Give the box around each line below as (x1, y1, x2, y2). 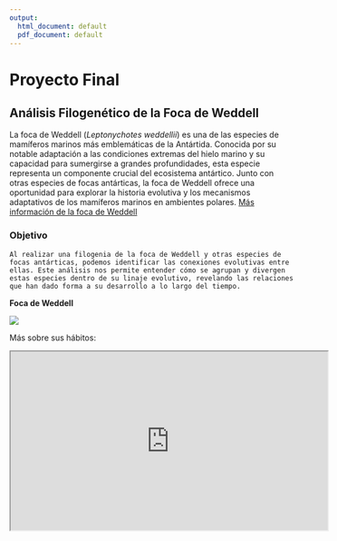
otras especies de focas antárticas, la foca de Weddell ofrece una (9, 178, 255, 189)
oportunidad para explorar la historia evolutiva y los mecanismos (9, 187, 251, 198)
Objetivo (9, 229, 48, 241)
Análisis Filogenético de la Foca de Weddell (9, 105, 260, 121)
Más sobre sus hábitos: (9, 332, 97, 343)
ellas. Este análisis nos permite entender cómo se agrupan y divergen (9, 265, 285, 275)
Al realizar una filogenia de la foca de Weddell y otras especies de (9, 250, 282, 259)
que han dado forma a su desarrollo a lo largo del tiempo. (9, 281, 242, 290)
